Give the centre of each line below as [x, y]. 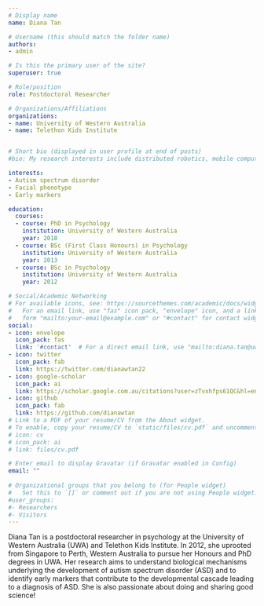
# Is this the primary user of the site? [77, 66]
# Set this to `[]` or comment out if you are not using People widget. [133, 493]
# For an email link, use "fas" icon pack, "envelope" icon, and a [125, 311]
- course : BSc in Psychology [63, 268]
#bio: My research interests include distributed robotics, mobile [121, 159]
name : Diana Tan [35, 23]
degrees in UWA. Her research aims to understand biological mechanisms [128, 562]
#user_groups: [31, 500]
